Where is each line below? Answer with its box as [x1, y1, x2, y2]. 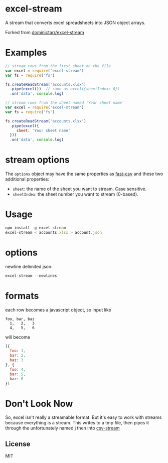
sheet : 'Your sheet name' [16, 128, 71, 133]
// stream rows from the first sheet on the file [5, 63, 111, 68]
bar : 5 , [10, 372, 26, 377]
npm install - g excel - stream [5, 225, 66, 230]
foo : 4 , [10, 367, 26, 372]
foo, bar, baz [5, 317, 35, 322]
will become [5, 334, 31, 340]
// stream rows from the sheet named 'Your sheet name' [5, 100, 124, 105]
